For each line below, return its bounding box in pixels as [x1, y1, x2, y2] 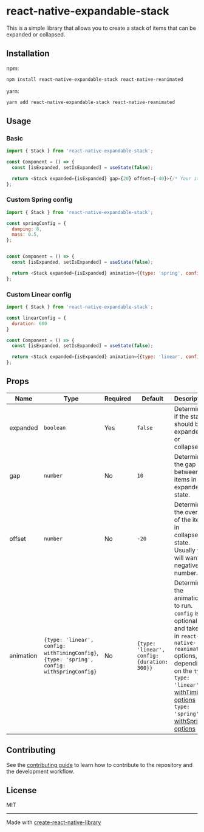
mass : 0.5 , [12, 232, 39, 238]
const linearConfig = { [6, 315, 67, 321]
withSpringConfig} [44, 668, 97, 675]
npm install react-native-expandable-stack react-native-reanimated [6, 76, 183, 83]
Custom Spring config [6, 196, 73, 204]
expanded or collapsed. [6, 30, 66, 38]
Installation [6, 49, 50, 59]
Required [104, 394, 132, 402]
